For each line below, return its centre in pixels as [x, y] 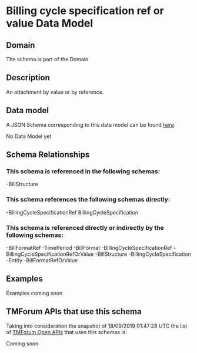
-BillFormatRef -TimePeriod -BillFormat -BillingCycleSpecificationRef [89, 248]
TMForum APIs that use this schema [74, 311]
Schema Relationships [48, 155]
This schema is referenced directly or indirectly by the [85, 227]
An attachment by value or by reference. [55, 92]
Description [28, 78]
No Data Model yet [29, 136]
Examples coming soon [34, 293]
